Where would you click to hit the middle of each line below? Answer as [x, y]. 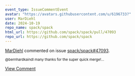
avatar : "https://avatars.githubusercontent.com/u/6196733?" [68, 14]
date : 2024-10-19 [23, 23]
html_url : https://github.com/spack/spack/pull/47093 [61, 32]
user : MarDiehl [20, 19]
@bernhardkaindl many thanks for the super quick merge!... [55, 59]
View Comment [20, 68]
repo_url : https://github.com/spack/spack [49, 37]
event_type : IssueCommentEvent [37, 9]
